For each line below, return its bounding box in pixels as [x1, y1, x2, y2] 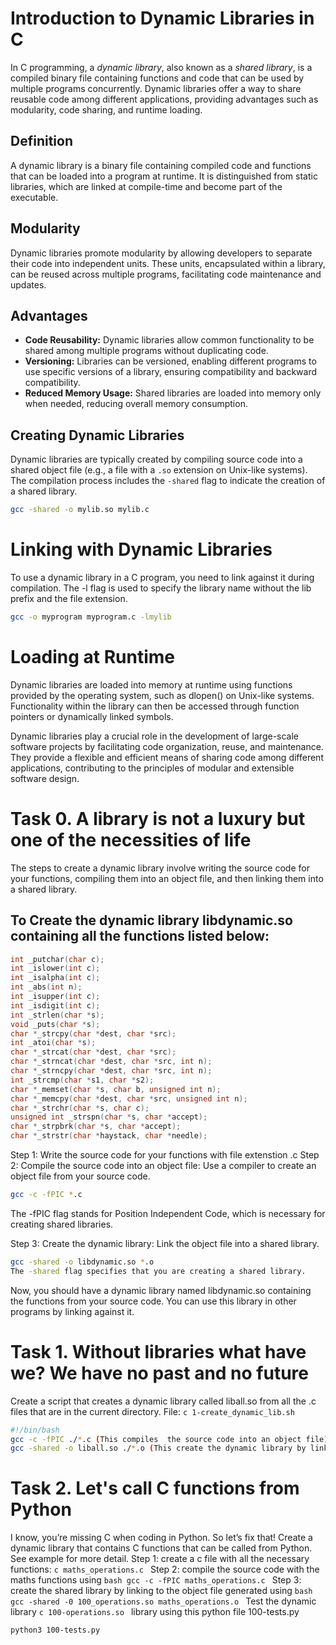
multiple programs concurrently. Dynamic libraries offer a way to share [10, 82, 302, 94]
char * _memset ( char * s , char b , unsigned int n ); [10, 1084, 222, 1094]
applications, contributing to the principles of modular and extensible [10, 762, 295, 774]
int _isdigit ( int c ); [10, 1000, 101, 1011]
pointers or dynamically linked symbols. [10, 710, 174, 722]
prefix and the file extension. [10, 593, 128, 604]
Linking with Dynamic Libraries [10, 538, 273, 561]
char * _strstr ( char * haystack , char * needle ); [10, 1131, 208, 1141]
